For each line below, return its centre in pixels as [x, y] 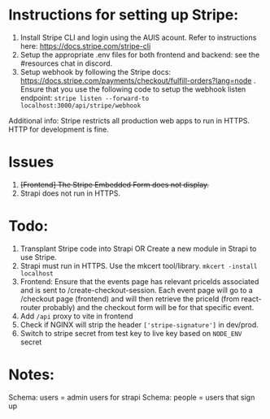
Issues [31, 162]
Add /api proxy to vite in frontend [76, 316]
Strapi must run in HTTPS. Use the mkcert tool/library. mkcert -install [139, 266]
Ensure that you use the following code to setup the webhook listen [133, 89]
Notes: [32, 374]
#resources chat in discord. [66, 63]
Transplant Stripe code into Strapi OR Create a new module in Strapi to [138, 248]
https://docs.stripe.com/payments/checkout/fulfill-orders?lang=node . [138, 80]
